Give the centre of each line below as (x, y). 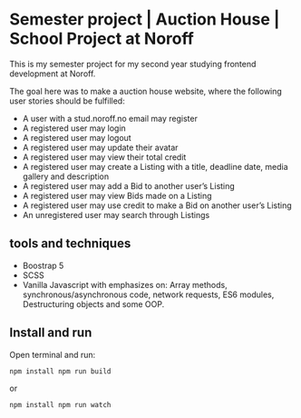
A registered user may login (74, 128)
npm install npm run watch (60, 404)
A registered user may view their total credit (104, 157)
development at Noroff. (53, 74)
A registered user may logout (77, 137)
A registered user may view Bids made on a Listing (117, 195)
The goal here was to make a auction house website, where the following (146, 91)
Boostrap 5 (43, 265)
